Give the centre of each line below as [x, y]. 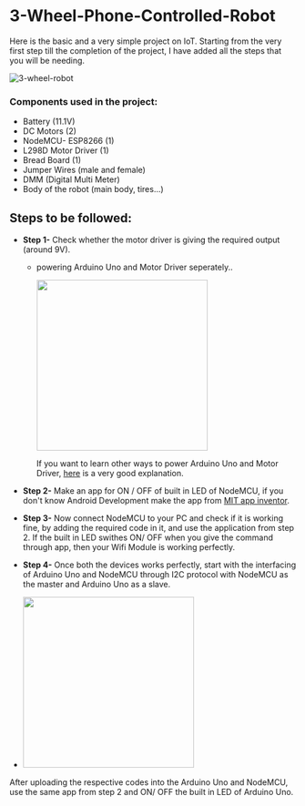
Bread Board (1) [52, 160]
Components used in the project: [83, 101]
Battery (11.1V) [49, 122]
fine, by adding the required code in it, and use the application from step [158, 528]
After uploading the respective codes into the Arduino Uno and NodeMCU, [149, 782]
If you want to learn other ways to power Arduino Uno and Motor [158, 464]
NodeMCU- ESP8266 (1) [68, 141]
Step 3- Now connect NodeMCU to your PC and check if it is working [153, 518]
